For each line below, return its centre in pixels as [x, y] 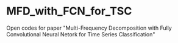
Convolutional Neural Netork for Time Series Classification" [81, 34]
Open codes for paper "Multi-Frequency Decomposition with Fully [89, 28]
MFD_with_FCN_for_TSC [69, 11]
